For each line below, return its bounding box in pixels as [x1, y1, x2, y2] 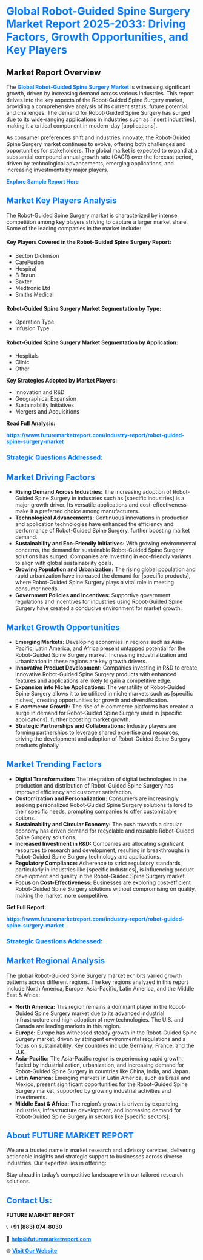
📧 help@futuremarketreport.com [6, 1236, 92, 1243]
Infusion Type [15, 325, 50, 332]
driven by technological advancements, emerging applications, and [6, 160, 175, 167]
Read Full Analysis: [6, 420, 56, 427]
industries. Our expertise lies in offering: [6, 1160, 107, 1167]
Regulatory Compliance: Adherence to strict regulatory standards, [15, 859, 182, 867]
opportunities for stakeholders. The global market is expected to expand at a [6, 147, 198, 154]
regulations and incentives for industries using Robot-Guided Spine [15, 598, 183, 606]
